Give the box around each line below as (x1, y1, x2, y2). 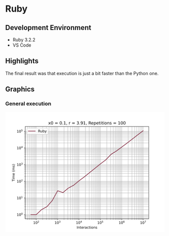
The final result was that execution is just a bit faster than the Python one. (5, 70, 159, 76)
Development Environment (5, 23, 92, 32)
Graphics (5, 85, 35, 94)
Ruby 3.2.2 (12, 37, 35, 43)
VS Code (12, 42, 31, 48)
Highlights (5, 57, 39, 65)
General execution (5, 100, 52, 107)
